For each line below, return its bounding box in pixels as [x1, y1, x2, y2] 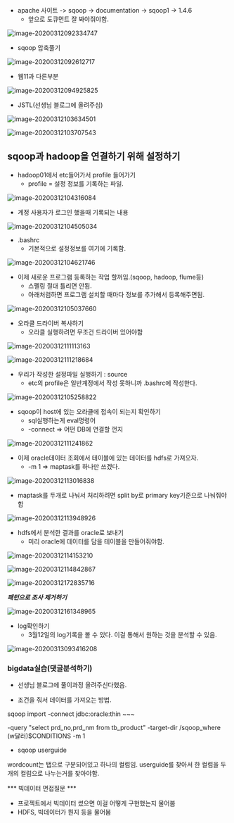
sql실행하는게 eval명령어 [27, 416, 96, 425]
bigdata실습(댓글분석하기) [7, 663, 93, 673]
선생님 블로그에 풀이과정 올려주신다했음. [17, 681, 127, 689]
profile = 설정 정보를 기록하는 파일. [27, 179, 124, 188]
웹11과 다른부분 [17, 73, 59, 80]
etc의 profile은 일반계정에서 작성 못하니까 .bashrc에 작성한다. [27, 379, 198, 387]
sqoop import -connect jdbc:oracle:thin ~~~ [7, 710, 135, 718]
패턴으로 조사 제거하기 [7, 593, 67, 601]
